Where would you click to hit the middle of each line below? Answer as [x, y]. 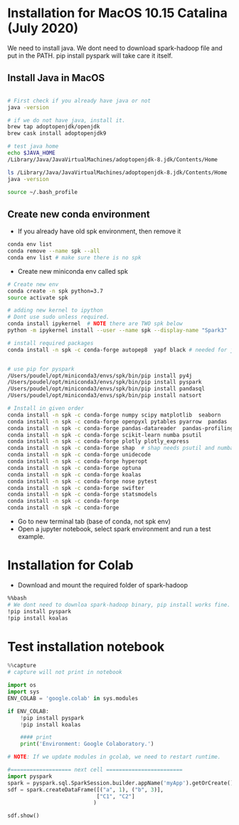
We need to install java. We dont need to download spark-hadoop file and [115, 48]
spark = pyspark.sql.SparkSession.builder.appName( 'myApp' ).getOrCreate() [121, 783]
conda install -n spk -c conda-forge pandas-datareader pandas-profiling [121, 428]
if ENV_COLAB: [28, 711]
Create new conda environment [79, 214]
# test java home [33, 147]
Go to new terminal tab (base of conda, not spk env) [94, 521]
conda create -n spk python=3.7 [55, 291]
